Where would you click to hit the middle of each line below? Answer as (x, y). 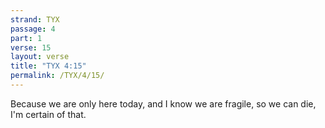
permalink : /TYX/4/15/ (57, 76)
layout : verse (40, 57)
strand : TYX (35, 19)
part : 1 (26, 38)
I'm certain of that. (48, 114)
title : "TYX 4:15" (48, 66)
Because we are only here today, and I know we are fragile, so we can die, (163, 103)
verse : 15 (31, 47)
